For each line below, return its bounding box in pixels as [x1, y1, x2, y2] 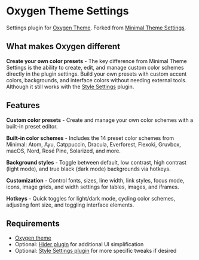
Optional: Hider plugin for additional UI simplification [14, 241, 144, 248]
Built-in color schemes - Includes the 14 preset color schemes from [6, 134, 174, 142]
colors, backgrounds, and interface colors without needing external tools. [6, 76, 187, 83]
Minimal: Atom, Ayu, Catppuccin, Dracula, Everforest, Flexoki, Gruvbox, [6, 141, 181, 148]
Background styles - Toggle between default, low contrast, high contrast [6, 159, 187, 166]
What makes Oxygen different [6, 41, 121, 52]
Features [6, 100, 40, 110]
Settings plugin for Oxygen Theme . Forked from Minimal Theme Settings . [6, 24, 186, 31]
